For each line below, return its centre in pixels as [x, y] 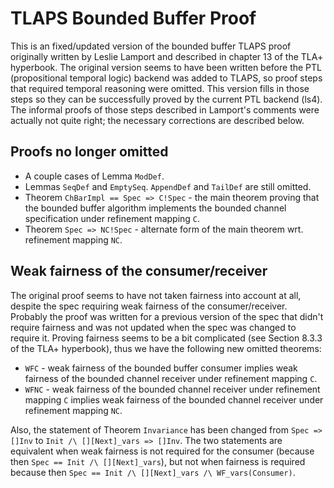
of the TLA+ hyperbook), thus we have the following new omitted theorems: [166, 348]
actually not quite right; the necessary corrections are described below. [157, 120]
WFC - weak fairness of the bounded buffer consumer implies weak [161, 368]
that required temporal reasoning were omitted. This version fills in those [160, 88]
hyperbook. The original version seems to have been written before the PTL [166, 67]
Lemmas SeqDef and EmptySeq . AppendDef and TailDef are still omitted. [168, 186]
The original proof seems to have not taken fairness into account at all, [156, 295]
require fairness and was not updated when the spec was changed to [153, 327]
